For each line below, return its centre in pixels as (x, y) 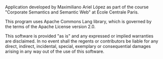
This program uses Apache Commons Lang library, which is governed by (78, 22)
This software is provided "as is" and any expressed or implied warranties (79, 36)
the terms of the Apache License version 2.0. (51, 27)
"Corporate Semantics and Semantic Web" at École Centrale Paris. (72, 12)
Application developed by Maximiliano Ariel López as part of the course (77, 7)
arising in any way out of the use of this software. (55, 51)
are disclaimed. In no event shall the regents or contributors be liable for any (82, 41)
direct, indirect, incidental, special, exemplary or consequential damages (78, 46)
